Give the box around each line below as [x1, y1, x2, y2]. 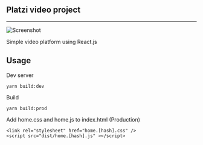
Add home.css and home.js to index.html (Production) [6, 116, 141, 123]
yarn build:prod [6, 105, 47, 111]
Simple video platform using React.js [6, 38, 98, 45]
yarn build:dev [6, 83, 45, 89]
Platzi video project [6, 5, 81, 15]
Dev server [6, 72, 34, 79]
